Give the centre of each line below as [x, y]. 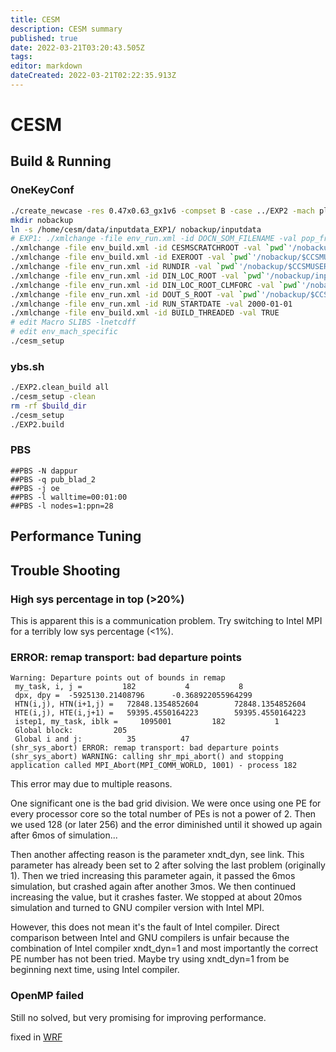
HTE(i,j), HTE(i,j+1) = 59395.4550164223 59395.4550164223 [160, 713]
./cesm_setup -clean [53, 397]
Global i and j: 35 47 [102, 739]
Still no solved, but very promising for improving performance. [138, 1017]
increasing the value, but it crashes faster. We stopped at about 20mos [156, 897]
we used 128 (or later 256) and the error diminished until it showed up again [166, 825]
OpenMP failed [47, 996]
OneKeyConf [42, 190]
